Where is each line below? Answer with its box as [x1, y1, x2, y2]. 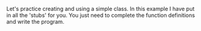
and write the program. [6, 18, 65, 25]
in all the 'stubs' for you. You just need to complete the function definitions [6, 12, 195, 19]
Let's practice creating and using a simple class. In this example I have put [6, 5, 195, 12]
